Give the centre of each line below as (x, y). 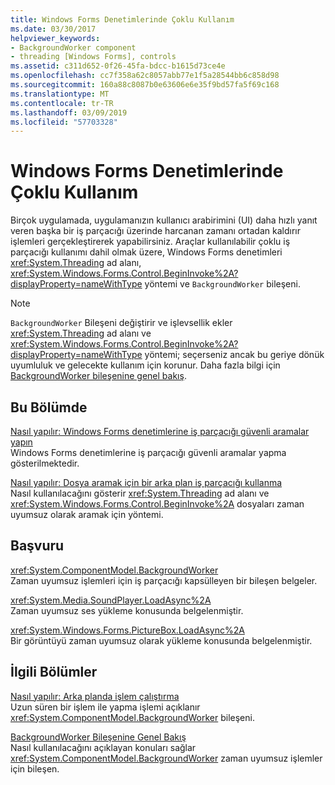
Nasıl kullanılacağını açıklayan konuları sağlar (103, 747)
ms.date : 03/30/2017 (53, 29)
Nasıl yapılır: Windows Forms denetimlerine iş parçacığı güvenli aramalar (160, 431)
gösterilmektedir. (45, 463)
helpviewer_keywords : (55, 38)
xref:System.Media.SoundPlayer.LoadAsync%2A (111, 600)
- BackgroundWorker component (73, 47)
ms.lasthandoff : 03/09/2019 (69, 112)
